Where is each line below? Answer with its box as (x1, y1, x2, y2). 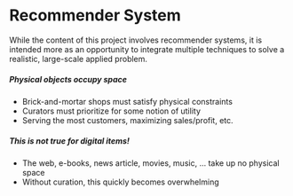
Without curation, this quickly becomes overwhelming (21, 176, 219, 187)
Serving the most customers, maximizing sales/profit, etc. (21, 114, 234, 125)
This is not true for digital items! (9, 135, 131, 146)
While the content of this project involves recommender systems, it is (9, 35, 263, 45)
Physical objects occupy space (9, 74, 127, 84)
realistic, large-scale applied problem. (9, 53, 148, 64)
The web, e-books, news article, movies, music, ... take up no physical (21, 157, 280, 169)
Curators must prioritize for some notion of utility (21, 106, 202, 116)
